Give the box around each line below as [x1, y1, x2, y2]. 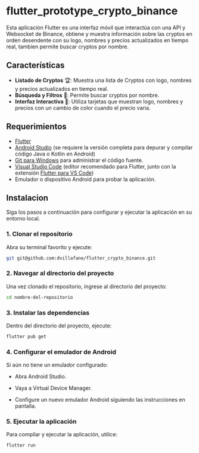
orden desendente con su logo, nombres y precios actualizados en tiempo [6, 36, 189, 44]
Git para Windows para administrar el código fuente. [14, 157, 144, 164]
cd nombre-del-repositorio [6, 294, 73, 300]
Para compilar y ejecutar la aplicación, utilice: [6, 431, 118, 438]
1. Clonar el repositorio [6, 230, 73, 238]
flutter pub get [6, 333, 46, 340]
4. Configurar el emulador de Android [6, 348, 117, 356]
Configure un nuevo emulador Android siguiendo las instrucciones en [14, 396, 186, 403]
